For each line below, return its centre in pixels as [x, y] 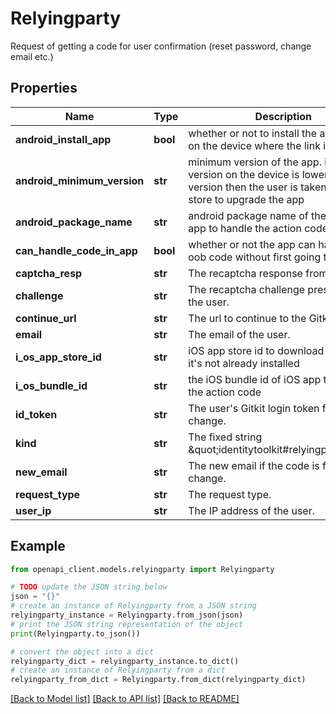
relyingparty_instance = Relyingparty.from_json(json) [127, 615]
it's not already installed [244, 363]
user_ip [33, 510]
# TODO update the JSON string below [89, 587]
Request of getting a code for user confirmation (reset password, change [161, 46]
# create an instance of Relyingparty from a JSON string [133, 606]
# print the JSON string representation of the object [127, 624]
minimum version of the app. [255, 162]
